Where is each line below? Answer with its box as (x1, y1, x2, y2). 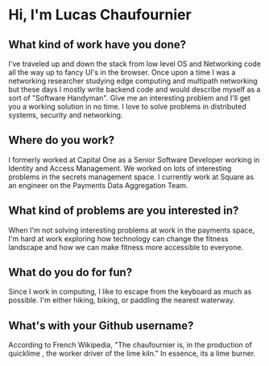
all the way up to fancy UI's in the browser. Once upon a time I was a (8, 68, 236, 77)
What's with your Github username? (8, 319, 194, 332)
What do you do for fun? (8, 265, 133, 279)
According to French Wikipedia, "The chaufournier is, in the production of (8, 340, 252, 350)
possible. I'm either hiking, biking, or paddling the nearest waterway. (8, 295, 235, 305)
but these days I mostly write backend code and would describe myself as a (8, 84, 261, 94)
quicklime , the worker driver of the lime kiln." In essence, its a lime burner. (8, 348, 256, 359)
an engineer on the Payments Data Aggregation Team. (8, 180, 188, 190)
